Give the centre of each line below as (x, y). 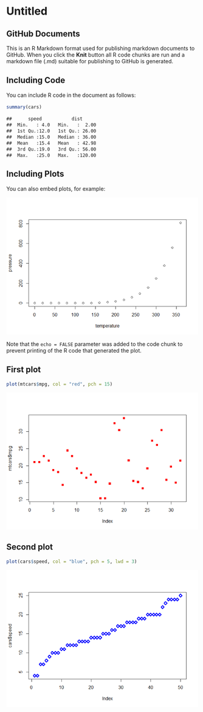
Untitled (27, 11)
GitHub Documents (43, 34)
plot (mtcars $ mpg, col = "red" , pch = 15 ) (60, 384)
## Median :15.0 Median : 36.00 (51, 137)
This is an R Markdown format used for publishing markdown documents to (101, 48)
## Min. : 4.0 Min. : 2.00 (51, 125)
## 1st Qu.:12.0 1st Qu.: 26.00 (51, 131)
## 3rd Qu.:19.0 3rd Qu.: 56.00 (51, 149)
